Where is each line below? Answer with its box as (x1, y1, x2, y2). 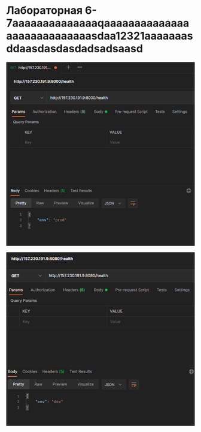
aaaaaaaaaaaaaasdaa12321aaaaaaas (6, 29, 193, 43)
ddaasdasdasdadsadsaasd (6, 42, 144, 56)
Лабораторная (6, 4, 83, 17)
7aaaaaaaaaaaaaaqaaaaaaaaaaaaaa (6, 16, 190, 30)
